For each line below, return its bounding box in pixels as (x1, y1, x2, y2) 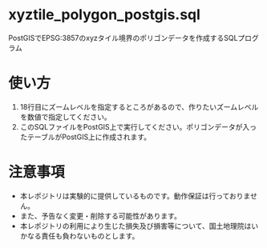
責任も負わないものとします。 (41, 230, 140, 241)
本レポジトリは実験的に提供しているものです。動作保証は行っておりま (19, 190, 251, 201)
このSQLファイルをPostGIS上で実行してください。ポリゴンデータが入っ (19, 122, 257, 131)
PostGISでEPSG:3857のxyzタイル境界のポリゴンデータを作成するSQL (8, 33, 238, 42)
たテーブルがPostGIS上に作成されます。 (19, 132, 151, 142)
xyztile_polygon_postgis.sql (8, 6, 200, 24)
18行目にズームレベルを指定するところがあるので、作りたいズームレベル (19, 102, 259, 111)
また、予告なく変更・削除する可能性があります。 (19, 210, 182, 221)
